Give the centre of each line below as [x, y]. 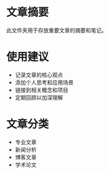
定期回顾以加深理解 [39, 97]
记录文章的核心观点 [39, 75]
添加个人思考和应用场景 [44, 82]
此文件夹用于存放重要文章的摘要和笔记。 [57, 30]
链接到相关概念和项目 [41, 90]
